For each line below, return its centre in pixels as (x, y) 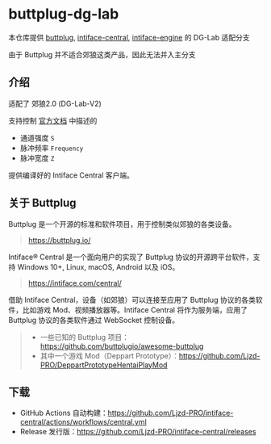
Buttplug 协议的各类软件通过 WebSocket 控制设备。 (94, 320)
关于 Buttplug (42, 203)
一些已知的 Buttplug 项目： (84, 337)
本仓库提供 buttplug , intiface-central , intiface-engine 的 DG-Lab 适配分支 (129, 37)
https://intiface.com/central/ (75, 283)
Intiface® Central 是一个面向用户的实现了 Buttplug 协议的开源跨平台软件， (131, 257)
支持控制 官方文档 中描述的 (53, 120)
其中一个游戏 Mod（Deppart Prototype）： (110, 355)
